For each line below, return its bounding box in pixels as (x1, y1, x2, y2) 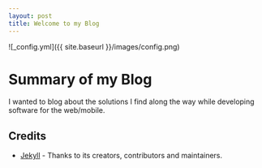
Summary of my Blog (8, 70, 152, 88)
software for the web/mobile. (8, 106, 105, 115)
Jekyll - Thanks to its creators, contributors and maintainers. (19, 151, 223, 161)
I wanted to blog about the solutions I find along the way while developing (8, 97, 255, 106)
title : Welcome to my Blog (8, 19, 100, 28)
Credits (8, 129, 47, 143)
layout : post (8, 11, 53, 20)
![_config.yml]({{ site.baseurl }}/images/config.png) (8, 41, 180, 51)
